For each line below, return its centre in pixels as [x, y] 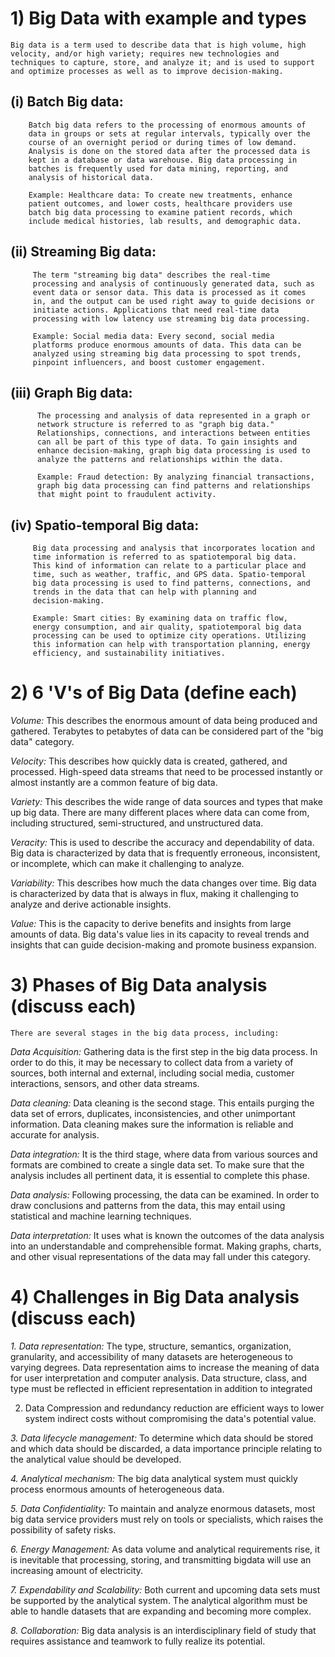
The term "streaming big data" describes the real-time [151, 275]
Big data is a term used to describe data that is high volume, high [158, 45]
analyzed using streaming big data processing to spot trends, [167, 353]
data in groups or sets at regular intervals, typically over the [169, 133]
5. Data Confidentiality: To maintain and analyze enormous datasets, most [163, 1508]
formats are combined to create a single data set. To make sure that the [157, 1165]
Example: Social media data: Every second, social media [153, 336]
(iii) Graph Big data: [71, 392]
